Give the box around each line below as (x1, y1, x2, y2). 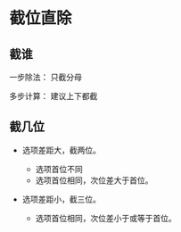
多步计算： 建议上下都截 (9, 91, 98, 101)
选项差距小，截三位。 (21, 194, 101, 204)
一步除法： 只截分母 (9, 72, 82, 82)
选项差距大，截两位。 (21, 145, 101, 155)
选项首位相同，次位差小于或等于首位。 (35, 212, 177, 223)
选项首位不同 (35, 163, 83, 174)
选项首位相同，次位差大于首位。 (35, 175, 153, 186)
